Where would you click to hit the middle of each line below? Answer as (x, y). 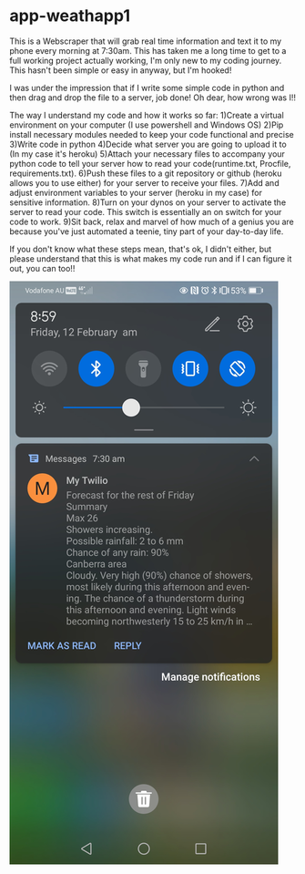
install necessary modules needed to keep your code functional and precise (152, 134)
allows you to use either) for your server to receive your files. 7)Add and (144, 182)
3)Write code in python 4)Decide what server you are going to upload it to (148, 144)
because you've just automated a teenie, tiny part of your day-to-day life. (147, 231)
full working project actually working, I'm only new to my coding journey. (146, 60)
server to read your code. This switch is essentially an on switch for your (146, 211)
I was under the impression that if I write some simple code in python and (147, 87)
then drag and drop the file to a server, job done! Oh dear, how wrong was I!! (153, 98)
